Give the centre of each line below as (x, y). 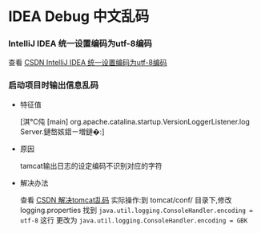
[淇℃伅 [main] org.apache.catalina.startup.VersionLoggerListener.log (135, 121)
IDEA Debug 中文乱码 (79, 16)
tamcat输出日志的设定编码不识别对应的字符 (91, 166)
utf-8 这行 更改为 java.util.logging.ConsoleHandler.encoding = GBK (134, 220)
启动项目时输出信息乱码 (53, 85)
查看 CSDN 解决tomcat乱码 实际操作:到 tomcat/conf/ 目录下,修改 (126, 200)
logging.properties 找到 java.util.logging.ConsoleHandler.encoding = (137, 210)
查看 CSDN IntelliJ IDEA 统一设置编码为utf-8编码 (88, 63)
